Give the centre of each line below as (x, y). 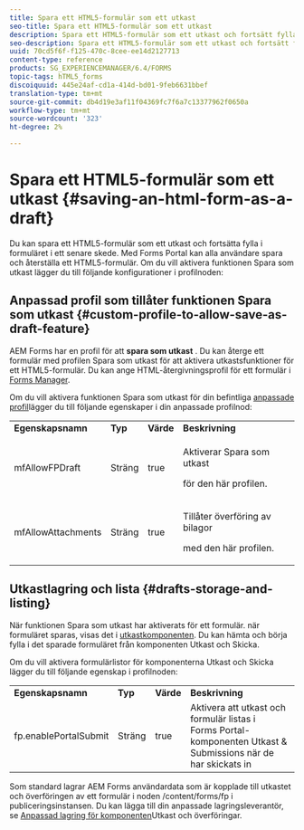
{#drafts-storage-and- (208, 589)
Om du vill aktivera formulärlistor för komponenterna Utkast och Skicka (142, 662)
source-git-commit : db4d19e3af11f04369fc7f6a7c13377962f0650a (129, 102)
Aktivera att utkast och (238, 707)
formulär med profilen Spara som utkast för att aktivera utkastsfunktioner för (152, 360)
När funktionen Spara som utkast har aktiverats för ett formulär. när (135, 625)
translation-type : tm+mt (56, 93)
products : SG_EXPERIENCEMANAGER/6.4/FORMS (90, 69)
